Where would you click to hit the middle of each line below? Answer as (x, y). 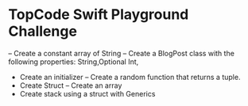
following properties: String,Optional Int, (74, 62)
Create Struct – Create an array (71, 85)
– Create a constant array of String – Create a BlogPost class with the (121, 53)
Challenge (43, 31)
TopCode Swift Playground (99, 15)
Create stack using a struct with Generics (87, 93)
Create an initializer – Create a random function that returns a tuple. (130, 77)
